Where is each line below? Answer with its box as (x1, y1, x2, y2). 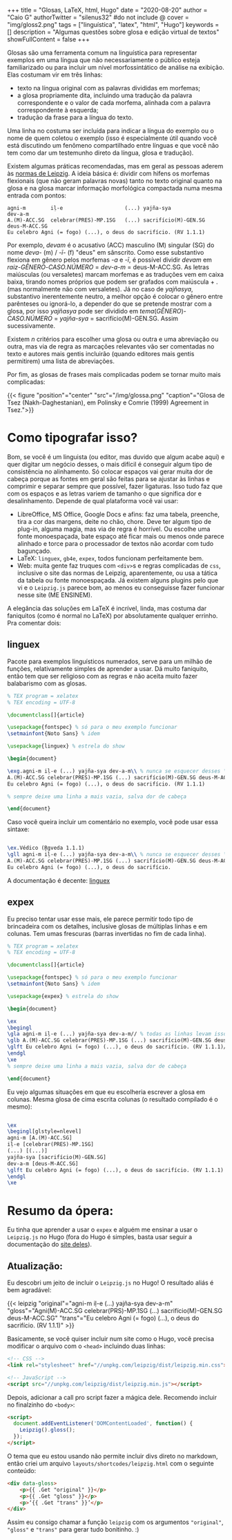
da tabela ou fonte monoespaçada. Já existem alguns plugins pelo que (17, 576, 219, 584)
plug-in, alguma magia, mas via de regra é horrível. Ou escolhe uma (17, 525, 211, 533)
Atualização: (7, 1260, 64, 1272)
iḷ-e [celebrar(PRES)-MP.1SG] (7, 1141, 95, 1148)
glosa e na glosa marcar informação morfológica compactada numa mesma (7, 184, 223, 192)
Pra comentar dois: (7, 618, 61, 627)
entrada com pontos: (7, 191, 67, 199)
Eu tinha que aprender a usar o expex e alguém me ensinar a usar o (7, 1225, 198, 1234)
